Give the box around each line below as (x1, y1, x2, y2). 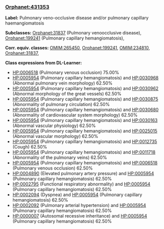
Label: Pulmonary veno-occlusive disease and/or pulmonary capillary (5, 15, 149, 21)
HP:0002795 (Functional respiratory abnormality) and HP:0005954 (12, 181, 151, 187)
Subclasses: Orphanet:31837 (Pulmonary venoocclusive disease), (5, 30, 141, 36)
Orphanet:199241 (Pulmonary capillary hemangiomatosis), (5, 35, 124, 41)
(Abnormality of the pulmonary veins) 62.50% (12, 154, 107, 160)
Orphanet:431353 (5, 3, 49, 10)
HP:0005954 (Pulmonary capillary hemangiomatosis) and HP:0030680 (12, 106, 159, 113)
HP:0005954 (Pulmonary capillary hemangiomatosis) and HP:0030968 (12, 75, 159, 81)
